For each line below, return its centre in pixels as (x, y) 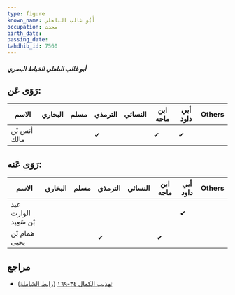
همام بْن (23, 233)
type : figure (26, 14)
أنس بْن (22, 131)
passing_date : (28, 40)
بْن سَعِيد (23, 222)
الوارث (21, 213)
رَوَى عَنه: (24, 164)
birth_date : (24, 33)
